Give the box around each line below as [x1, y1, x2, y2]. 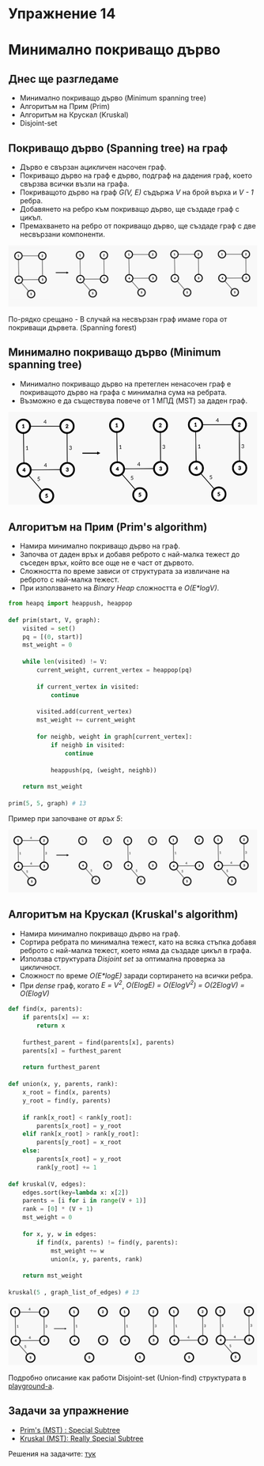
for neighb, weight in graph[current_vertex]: [36, 733, 193, 741]
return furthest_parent [22, 1064, 101, 1072]
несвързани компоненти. [19, 230, 105, 239]
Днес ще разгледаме [8, 72, 119, 85]
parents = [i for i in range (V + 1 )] [22, 1197, 147, 1205]
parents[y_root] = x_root [36, 1139, 123, 1147]
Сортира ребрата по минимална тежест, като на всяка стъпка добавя [19, 937, 257, 947]
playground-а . [8, 1381, 55, 1391]
